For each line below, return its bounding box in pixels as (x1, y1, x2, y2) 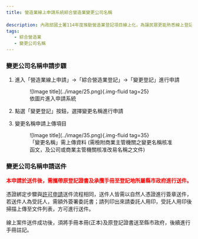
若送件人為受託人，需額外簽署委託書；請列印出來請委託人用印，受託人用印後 (6, 198, 192, 205)
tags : (6, 28, 19, 34)
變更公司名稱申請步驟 (6, 62, 67, 70)
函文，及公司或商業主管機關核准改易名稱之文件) (29, 146, 146, 153)
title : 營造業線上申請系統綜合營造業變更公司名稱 (6, 9, 113, 15)
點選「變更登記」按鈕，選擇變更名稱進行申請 (14, 108, 124, 115)
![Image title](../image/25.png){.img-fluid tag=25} (29, 88, 149, 95)
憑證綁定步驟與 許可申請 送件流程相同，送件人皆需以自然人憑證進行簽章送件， (6, 190, 192, 197)
